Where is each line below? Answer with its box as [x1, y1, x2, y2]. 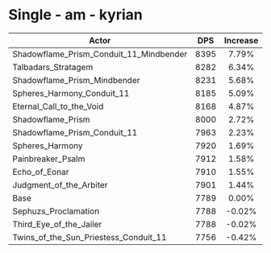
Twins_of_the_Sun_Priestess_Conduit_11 [12, 231, 167, 243]
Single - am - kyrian [8, 6, 143, 24]
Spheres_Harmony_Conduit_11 [12, 87, 130, 98]
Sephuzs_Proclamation [12, 205, 100, 217]
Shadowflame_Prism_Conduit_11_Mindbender [12, 48, 188, 60]
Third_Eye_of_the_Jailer [12, 218, 102, 230]
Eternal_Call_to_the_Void [12, 101, 104, 112]
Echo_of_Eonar [12, 166, 69, 177]
